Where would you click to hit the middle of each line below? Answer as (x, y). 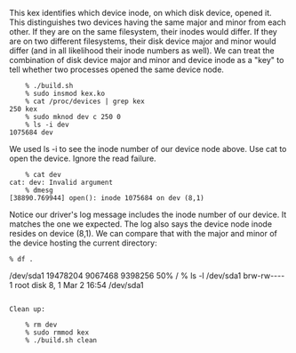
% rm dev (41, 325)
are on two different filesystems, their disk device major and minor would (143, 41)
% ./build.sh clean (61, 341)
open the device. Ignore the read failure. (83, 158)
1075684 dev (31, 132)
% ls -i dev (47, 124)
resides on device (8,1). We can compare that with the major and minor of (143, 233)
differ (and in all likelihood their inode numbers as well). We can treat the (142, 51)
